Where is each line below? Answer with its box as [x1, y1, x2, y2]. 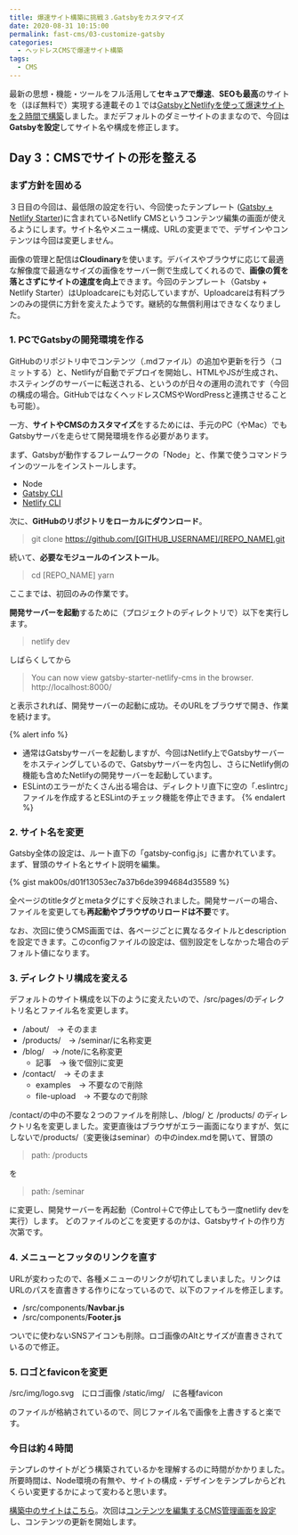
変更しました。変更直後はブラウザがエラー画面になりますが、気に [47, 1120, 290, 1132]
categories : [9, 37, 53, 47]
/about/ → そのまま [21, 1024, 98, 1035]
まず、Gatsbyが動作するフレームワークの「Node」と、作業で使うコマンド [9, 449, 280, 460]
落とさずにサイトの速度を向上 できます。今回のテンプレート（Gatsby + [9, 275, 268, 286]
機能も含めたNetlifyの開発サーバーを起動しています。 [21, 769, 217, 780]
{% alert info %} [9, 728, 68, 740]
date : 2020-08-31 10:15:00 [9, 21, 109, 30]
